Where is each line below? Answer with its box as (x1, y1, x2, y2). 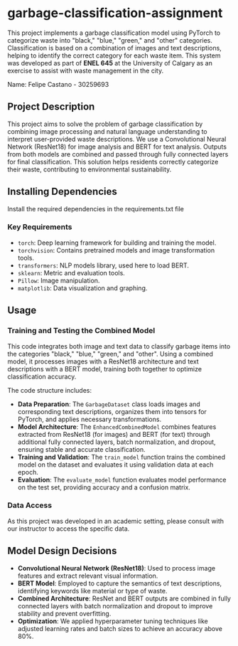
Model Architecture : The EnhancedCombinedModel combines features (17, 422, 217, 431)
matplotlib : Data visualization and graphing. (17, 283, 148, 292)
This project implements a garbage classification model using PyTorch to (7, 28, 221, 37)
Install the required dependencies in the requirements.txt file (7, 204, 185, 213)
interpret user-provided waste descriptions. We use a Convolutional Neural (7, 134, 227, 143)
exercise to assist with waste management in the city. (7, 66, 164, 75)
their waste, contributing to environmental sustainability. (7, 165, 172, 174)
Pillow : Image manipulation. (17, 276, 100, 285)
